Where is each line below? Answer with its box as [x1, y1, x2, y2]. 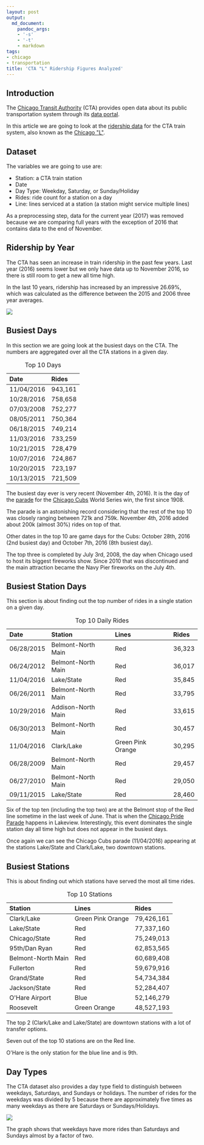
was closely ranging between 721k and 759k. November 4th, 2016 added [6, 514, 189, 521]
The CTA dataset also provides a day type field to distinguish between [6, 1083, 182, 1090]
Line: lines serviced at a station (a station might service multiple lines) [15, 200, 190, 207]
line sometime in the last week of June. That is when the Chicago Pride [6, 813, 184, 820]
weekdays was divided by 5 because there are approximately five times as [6, 1096, 192, 1103]
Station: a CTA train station [15, 175, 83, 181]
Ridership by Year [6, 243, 75, 253]
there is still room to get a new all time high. [6, 271, 115, 279]
